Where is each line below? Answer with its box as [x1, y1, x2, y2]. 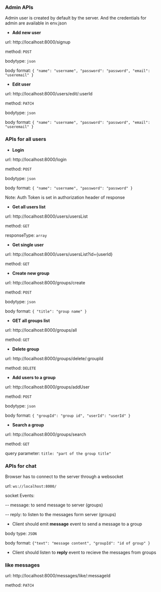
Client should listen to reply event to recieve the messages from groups [12, 549, 157, 555]
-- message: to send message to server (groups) [5, 502, 103, 508]
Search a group [12, 422, 44, 428]
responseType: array [5, 232, 47, 238]
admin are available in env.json [5, 20, 67, 26]
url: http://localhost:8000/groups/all [5, 327, 77, 333]
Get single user [12, 242, 44, 248]
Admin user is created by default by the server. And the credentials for [5, 15, 147, 21]
